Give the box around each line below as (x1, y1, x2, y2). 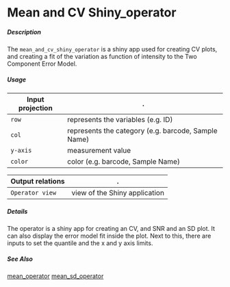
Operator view (10, 189, 57, 197)
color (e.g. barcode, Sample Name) (67, 157, 180, 166)
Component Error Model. (7, 60, 77, 68)
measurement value (67, 146, 131, 155)
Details (7, 207, 28, 215)
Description (7, 27, 42, 36)
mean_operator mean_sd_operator (7, 272, 104, 280)
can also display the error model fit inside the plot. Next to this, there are (7, 232, 212, 240)
